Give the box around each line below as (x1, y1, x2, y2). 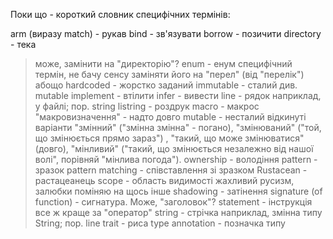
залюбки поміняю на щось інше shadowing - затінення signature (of (34, 185, 323, 197)
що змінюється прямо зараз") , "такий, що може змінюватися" (34, 132, 305, 144)
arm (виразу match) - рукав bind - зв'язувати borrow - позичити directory (10, 28, 322, 39)
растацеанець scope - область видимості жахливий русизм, (34, 175, 295, 186)
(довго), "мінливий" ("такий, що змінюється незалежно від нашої (34, 143, 314, 154)
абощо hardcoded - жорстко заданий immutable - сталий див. (34, 79, 298, 91)
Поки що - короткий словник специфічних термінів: (10, 9, 231, 20)
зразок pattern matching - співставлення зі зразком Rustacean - (34, 164, 308, 176)
